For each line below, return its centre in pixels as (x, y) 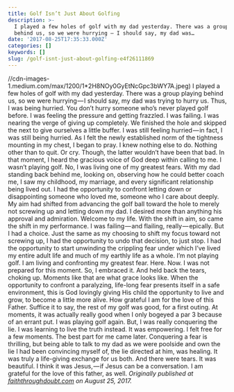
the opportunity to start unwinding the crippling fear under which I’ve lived (114, 248)
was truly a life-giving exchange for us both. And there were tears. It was (112, 359)
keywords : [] (27, 53)
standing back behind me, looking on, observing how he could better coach (116, 174)
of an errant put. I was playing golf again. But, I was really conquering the (113, 322)
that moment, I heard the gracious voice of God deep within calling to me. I (115, 160)
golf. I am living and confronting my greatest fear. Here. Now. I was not (109, 263)
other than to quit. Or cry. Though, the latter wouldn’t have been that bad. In (116, 152)
